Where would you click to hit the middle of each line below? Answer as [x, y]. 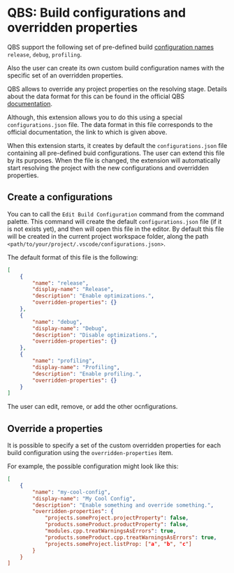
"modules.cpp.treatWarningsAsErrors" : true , [110, 531]
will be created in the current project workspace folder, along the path [108, 236]
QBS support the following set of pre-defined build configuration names [111, 47]
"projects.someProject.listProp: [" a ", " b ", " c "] [118, 544]
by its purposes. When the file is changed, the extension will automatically [114, 160]
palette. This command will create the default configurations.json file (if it [115, 221]
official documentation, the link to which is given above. [87, 132]
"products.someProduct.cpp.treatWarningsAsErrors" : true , [131, 537]
